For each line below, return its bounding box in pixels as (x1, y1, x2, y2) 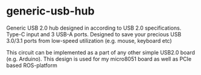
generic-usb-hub (6, 4, 95, 18)
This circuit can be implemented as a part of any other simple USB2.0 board (6, 48, 195, 56)
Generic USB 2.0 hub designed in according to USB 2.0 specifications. (6, 24, 182, 31)
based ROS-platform (6, 62, 57, 69)
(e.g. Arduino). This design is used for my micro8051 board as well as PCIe (6, 55, 192, 62)
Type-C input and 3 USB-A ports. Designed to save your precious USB (6, 30, 182, 37)
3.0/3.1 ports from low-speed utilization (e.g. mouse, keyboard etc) (6, 37, 172, 44)
